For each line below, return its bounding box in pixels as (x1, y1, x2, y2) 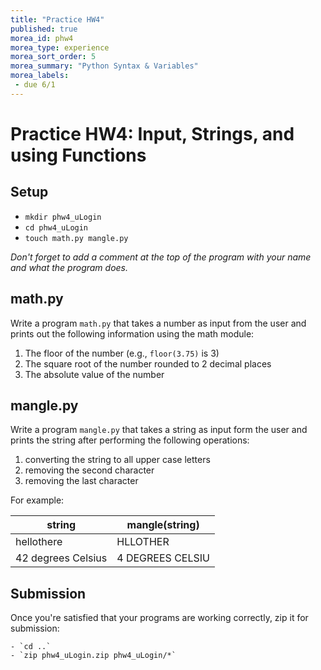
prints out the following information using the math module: (10, 327, 255, 340)
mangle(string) (126, 518, 200, 532)
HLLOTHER (116, 535, 170, 549)
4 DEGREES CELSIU (116, 551, 210, 565)
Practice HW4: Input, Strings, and (10, 122, 295, 145)
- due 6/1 (14, 80, 56, 90)
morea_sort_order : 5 (10, 52, 97, 62)
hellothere (15, 535, 63, 549)
